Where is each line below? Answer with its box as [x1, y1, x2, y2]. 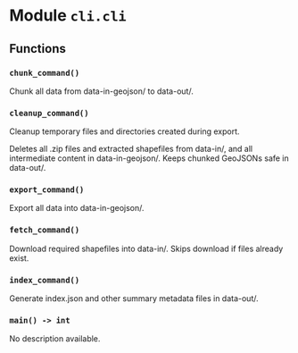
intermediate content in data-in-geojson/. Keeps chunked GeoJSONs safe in [9, 153, 290, 164]
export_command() [9, 185, 85, 195]
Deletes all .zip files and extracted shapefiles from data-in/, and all [9, 144, 253, 155]
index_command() [9, 274, 80, 285]
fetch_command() [9, 225, 80, 235]
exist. [9, 252, 29, 264]
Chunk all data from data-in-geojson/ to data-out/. [9, 86, 194, 97]
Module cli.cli [9, 5, 127, 26]
